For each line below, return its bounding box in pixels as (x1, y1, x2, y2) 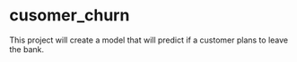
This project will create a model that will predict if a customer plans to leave (9, 35, 289, 45)
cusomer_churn (9, 5, 130, 26)
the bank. (9, 43, 45, 54)
